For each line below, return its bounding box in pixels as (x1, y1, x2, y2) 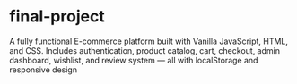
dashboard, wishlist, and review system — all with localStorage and (9, 55, 258, 65)
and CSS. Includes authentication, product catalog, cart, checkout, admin (9, 45, 281, 55)
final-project (9, 6, 105, 27)
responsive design (9, 64, 78, 75)
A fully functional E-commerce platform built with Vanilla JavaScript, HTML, (9, 36, 289, 46)
